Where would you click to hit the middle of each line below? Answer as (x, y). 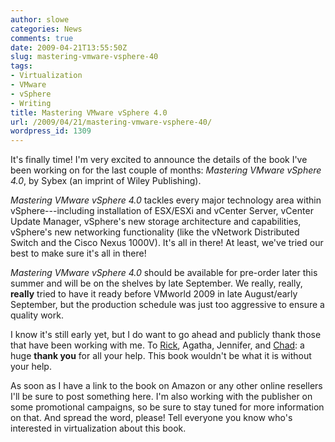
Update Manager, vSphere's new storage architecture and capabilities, (156, 222)
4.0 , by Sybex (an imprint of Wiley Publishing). (106, 181)
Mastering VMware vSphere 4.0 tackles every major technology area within (166, 200)
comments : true (42, 38)
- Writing (31, 103)
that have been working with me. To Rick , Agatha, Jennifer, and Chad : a (157, 345)
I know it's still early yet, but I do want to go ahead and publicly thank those (166, 335)
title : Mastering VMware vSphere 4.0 (89, 112)
